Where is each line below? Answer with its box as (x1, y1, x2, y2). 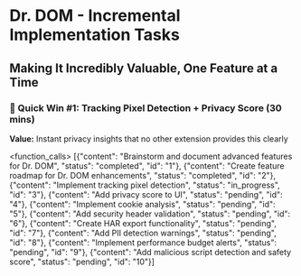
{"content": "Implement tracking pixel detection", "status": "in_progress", (9, 179, 280, 190)
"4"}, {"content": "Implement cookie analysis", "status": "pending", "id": (9, 198, 276, 209)
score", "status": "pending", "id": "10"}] (9, 256, 155, 267)
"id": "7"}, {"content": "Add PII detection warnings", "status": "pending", (9, 227, 277, 238)
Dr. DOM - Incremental (9, 5, 181, 26)
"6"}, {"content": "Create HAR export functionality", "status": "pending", (9, 217, 277, 228)
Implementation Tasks (9, 24, 181, 45)
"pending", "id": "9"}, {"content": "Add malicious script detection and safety (9, 246, 292, 257)
